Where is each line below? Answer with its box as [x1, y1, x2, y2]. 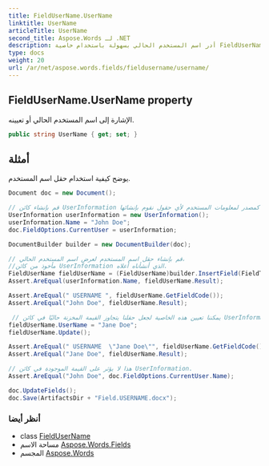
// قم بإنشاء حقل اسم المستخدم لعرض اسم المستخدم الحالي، [8, 255, 185, 263]
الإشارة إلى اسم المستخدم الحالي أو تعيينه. [8, 114, 134, 124]
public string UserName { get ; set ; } [8, 130, 138, 139]
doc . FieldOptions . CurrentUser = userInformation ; [8, 226, 178, 234]
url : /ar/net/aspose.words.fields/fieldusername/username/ [8, 64, 210, 72]
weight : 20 [8, 57, 45, 65]
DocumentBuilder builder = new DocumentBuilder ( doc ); [8, 240, 192, 248]
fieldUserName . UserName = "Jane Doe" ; [8, 321, 138, 329]
